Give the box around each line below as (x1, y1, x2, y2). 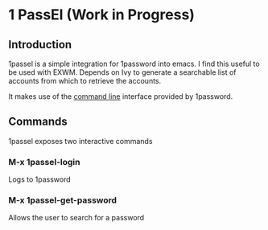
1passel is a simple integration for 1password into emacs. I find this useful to (8, 59, 260, 68)
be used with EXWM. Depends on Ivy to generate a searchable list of (8, 68, 237, 77)
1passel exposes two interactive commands (8, 136, 153, 146)
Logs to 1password (8, 175, 71, 184)
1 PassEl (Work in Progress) (8, 6, 196, 24)
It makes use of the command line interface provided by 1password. (8, 92, 233, 101)
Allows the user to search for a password (8, 213, 145, 223)
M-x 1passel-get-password (8, 195, 118, 206)
